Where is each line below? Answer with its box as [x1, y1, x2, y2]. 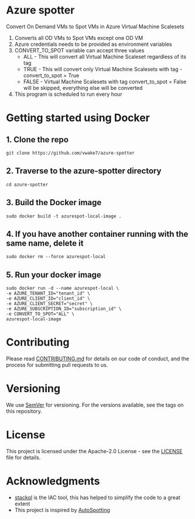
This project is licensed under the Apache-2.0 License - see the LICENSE [6, 448, 183, 454]
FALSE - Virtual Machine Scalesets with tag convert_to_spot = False [23, 78, 187, 85]
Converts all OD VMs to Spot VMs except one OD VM [14, 34, 143, 41]
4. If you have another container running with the [6, 229, 189, 239]
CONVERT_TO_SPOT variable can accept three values [14, 46, 145, 53]
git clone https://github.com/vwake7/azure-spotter [6, 150, 135, 156]
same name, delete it [6, 238, 84, 248]
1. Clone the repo [6, 135, 69, 145]
